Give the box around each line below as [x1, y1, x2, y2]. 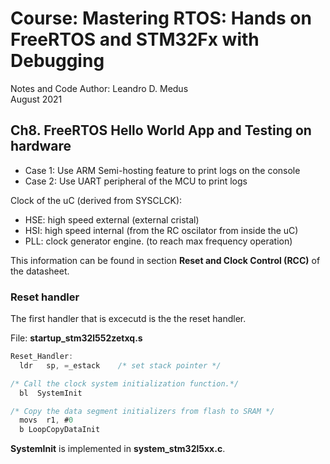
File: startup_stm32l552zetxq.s [10, 332, 143, 344]
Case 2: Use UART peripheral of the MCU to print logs [24, 175, 248, 187]
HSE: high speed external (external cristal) [24, 213, 200, 226]
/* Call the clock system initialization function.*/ [10, 378, 240, 389]
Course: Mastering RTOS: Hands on [10, 7, 312, 30]
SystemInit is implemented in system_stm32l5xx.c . [10, 443, 226, 455]
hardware [10, 138, 72, 155]
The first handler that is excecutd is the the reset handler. [10, 313, 247, 325]
